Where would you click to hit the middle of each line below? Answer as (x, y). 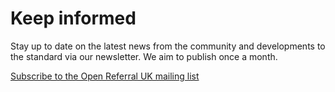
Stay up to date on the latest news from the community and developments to (168, 46)
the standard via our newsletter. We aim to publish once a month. (144, 56)
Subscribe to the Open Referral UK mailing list (105, 76)
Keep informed (73, 18)
